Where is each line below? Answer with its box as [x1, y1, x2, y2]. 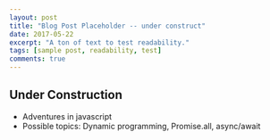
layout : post [9, 12, 58, 22]
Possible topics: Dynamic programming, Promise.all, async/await [21, 120, 261, 131]
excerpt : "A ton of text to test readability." [9, 37, 190, 47]
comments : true [9, 54, 66, 63]
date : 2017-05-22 [9, 29, 74, 38]
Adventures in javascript [21, 111, 113, 121]
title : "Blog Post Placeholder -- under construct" [9, 21, 206, 30]
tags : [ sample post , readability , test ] [9, 46, 163, 55]
